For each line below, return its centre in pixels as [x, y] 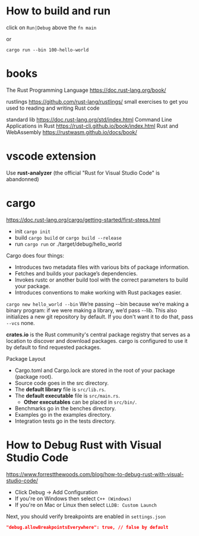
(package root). [34, 376]
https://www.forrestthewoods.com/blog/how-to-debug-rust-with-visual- [95, 474]
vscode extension [51, 157]
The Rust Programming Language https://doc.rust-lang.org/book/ [86, 90]
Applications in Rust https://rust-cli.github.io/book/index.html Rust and [92, 126]
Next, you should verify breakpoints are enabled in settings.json [86, 516]
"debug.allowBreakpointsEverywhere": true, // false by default [87, 527]
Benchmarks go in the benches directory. [65, 408]
